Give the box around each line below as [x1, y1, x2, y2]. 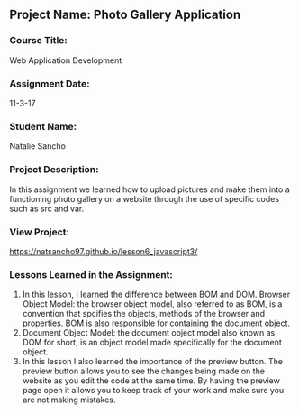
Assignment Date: [9, 77, 90, 89]
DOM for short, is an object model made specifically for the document [22, 337, 282, 348]
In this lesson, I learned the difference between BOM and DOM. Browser [22, 289, 291, 300]
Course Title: [9, 34, 68, 47]
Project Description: [9, 163, 99, 176]
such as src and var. [9, 203, 85, 214]
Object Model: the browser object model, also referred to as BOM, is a [22, 299, 283, 309]
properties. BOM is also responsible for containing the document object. [22, 317, 291, 328]
